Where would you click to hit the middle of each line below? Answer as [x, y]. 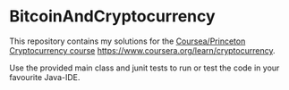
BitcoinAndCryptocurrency [113, 16]
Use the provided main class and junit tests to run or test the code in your [144, 68]
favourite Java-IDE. [45, 77]
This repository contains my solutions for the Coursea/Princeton [127, 41]
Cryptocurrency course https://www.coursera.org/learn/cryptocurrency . [142, 50]
